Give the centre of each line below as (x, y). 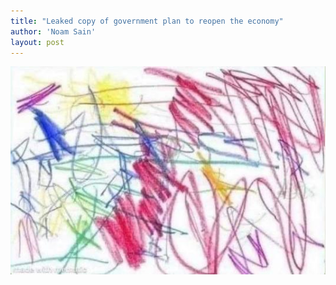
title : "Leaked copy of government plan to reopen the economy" (147, 21)
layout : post (37, 42)
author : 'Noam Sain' (53, 31)
